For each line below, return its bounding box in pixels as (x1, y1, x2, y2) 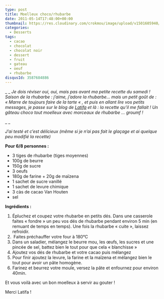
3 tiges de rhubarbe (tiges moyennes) (12, 152, 89, 158)
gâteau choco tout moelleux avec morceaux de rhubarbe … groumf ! (5, 109, 143, 115)
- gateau (9, 62, 27, 66)
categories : (5, 25, 29, 30)
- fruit (9, 57, 25, 62)
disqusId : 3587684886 (5, 75, 49, 80)
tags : (5, 35, 16, 40)
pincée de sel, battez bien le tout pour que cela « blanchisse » (12, 244, 138, 250)
